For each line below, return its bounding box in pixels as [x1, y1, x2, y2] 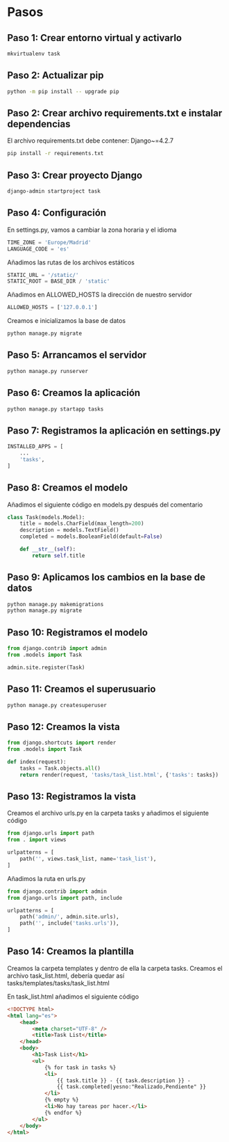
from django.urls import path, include [7, 894, 123, 901]
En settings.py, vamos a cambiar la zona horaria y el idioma [7, 225, 177, 234]
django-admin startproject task [7, 188, 101, 195]
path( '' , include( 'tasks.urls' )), [19, 920, 119, 927]
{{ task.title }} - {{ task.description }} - [56, 1077, 191, 1084]
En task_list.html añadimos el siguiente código [7, 992, 139, 1001]
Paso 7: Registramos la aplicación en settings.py [7, 425, 221, 436]
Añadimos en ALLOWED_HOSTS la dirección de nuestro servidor [7, 290, 193, 299]
